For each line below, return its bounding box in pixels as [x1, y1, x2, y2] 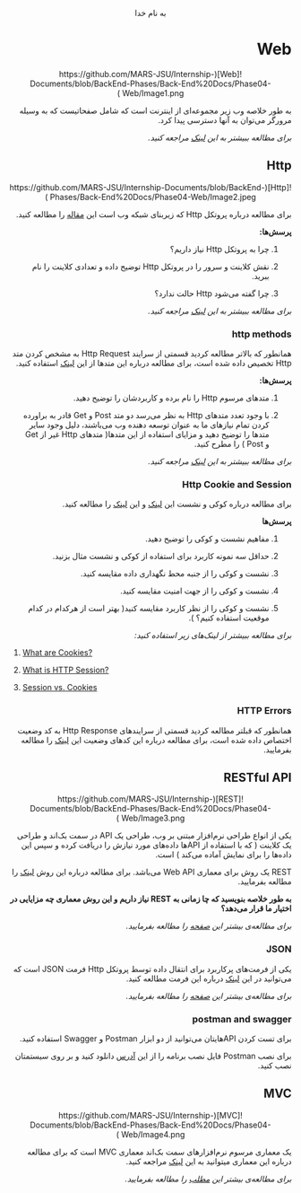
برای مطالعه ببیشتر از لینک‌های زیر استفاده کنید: [133, 630, 292, 641]
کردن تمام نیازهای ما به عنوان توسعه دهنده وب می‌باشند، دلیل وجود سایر [29, 419, 270, 430]
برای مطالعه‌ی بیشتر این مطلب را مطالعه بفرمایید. [125, 1173, 292, 1184]
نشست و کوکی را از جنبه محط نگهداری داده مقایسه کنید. [80, 568, 270, 579]
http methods [231, 328, 292, 340]
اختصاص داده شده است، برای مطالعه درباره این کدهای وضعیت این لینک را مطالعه [21, 734, 292, 745]
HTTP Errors [236, 705, 292, 717]
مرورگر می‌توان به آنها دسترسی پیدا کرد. [158, 114, 292, 125]
